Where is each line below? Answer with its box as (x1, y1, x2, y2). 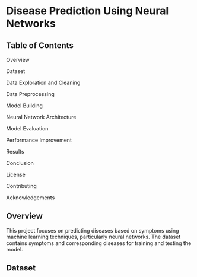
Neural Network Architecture (6, 114, 77, 120)
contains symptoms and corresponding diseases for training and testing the (6, 239, 192, 247)
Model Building (6, 102, 43, 109)
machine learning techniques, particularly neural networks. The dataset (6, 233, 181, 240)
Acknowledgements (6, 194, 55, 201)
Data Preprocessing (6, 91, 55, 97)
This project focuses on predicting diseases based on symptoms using (6, 227, 179, 234)
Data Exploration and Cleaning (6, 79, 81, 86)
